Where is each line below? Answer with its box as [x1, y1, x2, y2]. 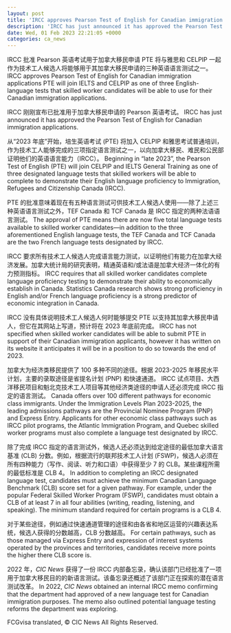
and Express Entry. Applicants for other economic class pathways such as [7, 414, 217, 422]
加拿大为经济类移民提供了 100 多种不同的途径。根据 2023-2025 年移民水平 [7, 366, 219, 374]
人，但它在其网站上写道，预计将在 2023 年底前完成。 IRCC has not [7, 322, 197, 331]
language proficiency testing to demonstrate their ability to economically [7, 277, 212, 286]
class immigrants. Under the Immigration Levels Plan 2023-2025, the [7, 399, 202, 408]
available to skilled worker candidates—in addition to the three [7, 223, 184, 231]
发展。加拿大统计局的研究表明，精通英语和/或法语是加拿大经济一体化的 [12, 261, 214, 269]
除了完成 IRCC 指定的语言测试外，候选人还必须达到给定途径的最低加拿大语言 [7, 443, 224, 451]
